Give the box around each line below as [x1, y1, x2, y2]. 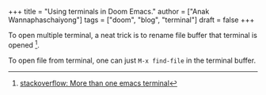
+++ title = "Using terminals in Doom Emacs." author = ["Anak [8, 7, 210, 16]
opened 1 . [8, 39, 40, 50]
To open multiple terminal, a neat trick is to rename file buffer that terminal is [8, 31, 257, 40]
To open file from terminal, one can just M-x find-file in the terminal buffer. [8, 55, 256, 65]
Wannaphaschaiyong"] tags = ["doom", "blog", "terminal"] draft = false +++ [8, 15, 255, 25]
